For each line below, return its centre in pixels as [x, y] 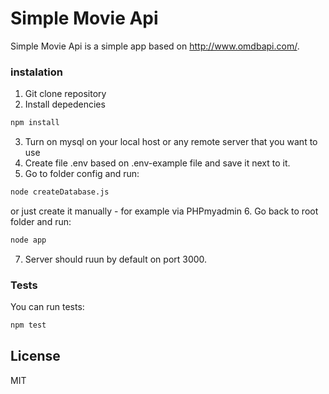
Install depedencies [65, 104]
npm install [35, 123]
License [35, 356]
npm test [28, 325]
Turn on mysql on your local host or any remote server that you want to [171, 142]
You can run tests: [47, 307]
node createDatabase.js [60, 192]
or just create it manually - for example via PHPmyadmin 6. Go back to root [164, 211]
